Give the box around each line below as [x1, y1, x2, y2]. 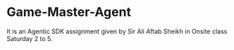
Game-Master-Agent [6, 4, 132, 20]
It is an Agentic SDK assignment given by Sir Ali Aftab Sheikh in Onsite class [6, 27, 228, 35]
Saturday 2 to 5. [6, 34, 53, 42]
